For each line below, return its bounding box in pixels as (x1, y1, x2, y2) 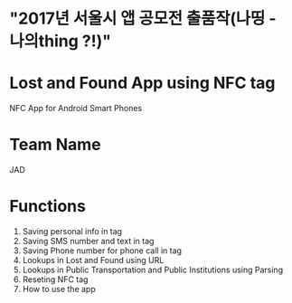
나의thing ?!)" (9, 31, 111, 52)
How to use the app (22, 284, 97, 294)
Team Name (9, 135, 101, 155)
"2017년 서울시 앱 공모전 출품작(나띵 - (9, 8, 278, 29)
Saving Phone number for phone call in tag (22, 245, 183, 256)
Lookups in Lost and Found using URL (22, 255, 165, 265)
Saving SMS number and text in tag (22, 236, 155, 246)
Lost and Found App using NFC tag (9, 73, 276, 93)
